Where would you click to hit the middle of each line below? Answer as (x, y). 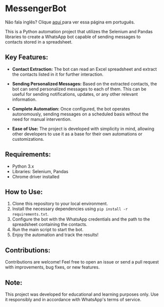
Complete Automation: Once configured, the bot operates (71, 109)
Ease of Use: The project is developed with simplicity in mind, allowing (83, 129)
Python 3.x (23, 166)
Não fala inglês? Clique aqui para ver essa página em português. (70, 22)
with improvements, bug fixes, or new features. (52, 267)
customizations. (28, 139)
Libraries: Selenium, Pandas (40, 171)
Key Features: (27, 57)
